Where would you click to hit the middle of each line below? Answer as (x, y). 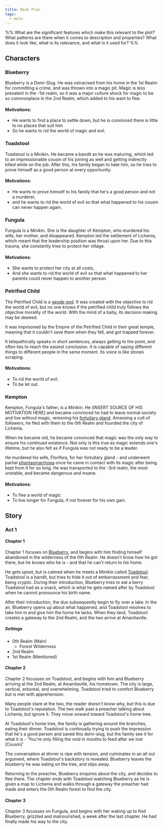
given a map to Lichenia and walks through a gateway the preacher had (77, 784)
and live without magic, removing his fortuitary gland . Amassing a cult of (78, 418)
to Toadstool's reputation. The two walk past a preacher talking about (75, 709)
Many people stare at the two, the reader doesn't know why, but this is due (80, 704)
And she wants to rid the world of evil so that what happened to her (80, 273)
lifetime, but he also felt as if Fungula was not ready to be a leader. (72, 448)
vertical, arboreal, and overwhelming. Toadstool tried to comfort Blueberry (80, 689)
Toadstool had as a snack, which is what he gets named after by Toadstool (80, 587)
